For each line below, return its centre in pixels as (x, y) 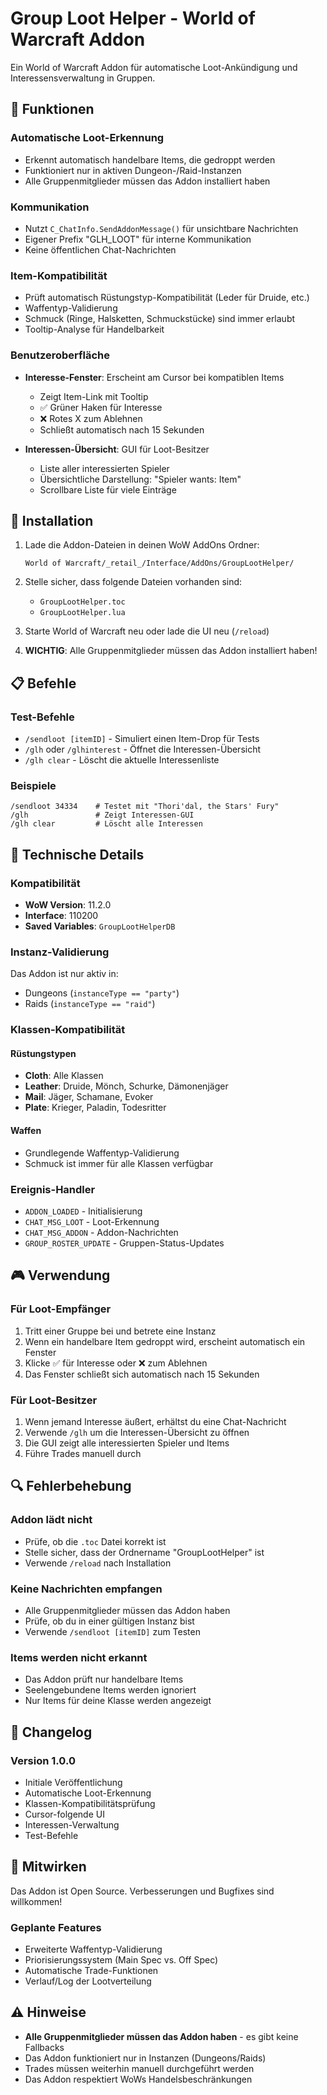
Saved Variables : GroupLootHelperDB (100, 926)
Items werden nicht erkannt (79, 1657)
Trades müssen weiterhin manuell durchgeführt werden (139, 2068)
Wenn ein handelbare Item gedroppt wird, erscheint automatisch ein (165, 1341)
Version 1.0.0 (43, 1760)
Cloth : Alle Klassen (64, 1076)
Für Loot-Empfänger (61, 1309)
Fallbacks (44, 2047)
